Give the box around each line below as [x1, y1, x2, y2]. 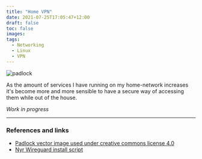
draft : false [6, 20, 39, 26]
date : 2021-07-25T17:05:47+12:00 [6, 14, 90, 20]
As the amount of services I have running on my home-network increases [6, 81, 189, 88]
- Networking [11, 42, 44, 48]
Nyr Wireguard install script [14, 146, 83, 153]
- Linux [11, 48, 31, 54]
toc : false [6, 25, 34, 32]
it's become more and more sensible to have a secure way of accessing [6, 87, 185, 94]
